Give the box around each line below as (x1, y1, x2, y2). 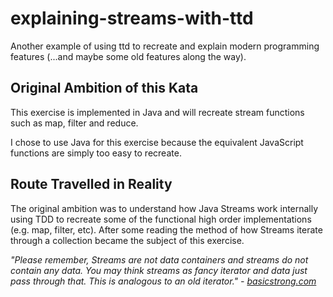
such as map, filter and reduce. (10, 117, 139, 129)
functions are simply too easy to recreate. (10, 147, 182, 159)
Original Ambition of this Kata (10, 80, 199, 97)
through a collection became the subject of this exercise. (10, 234, 245, 246)
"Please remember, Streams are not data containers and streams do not (10, 253, 309, 266)
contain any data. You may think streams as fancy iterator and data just (10, 264, 308, 276)
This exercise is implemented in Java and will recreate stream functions (10, 106, 305, 118)
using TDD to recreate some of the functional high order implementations (10, 213, 312, 225)
